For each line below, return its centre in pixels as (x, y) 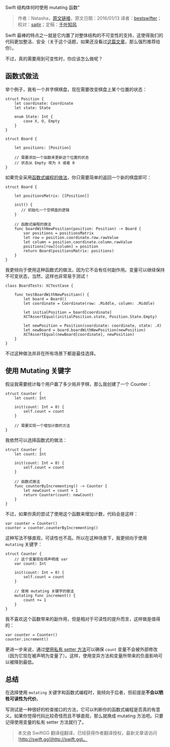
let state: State (33, 108)
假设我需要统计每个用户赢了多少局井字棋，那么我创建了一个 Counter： (78, 384)
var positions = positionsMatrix (59, 233)
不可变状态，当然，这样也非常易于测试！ (47, 276)
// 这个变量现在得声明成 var (41, 559)
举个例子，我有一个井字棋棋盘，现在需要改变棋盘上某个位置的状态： (76, 89)
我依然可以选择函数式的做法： (36, 440)
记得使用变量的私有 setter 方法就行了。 (46, 722)
